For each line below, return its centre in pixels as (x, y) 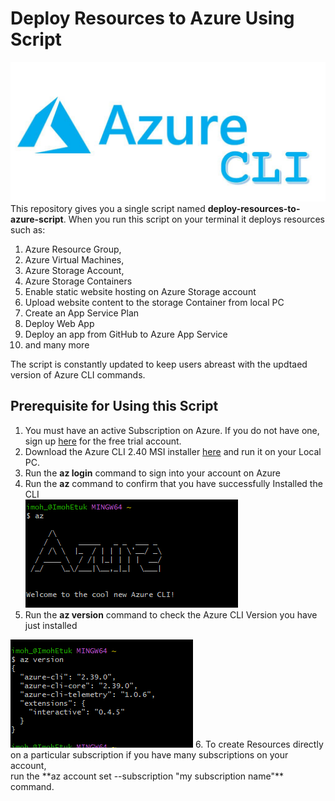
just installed (51, 625)
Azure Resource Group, (73, 249)
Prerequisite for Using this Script (114, 406)
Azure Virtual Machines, (74, 259)
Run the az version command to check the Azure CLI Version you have (171, 614)
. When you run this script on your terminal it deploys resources (194, 219)
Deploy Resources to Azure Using (152, 18)
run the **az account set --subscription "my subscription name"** (147, 776)
